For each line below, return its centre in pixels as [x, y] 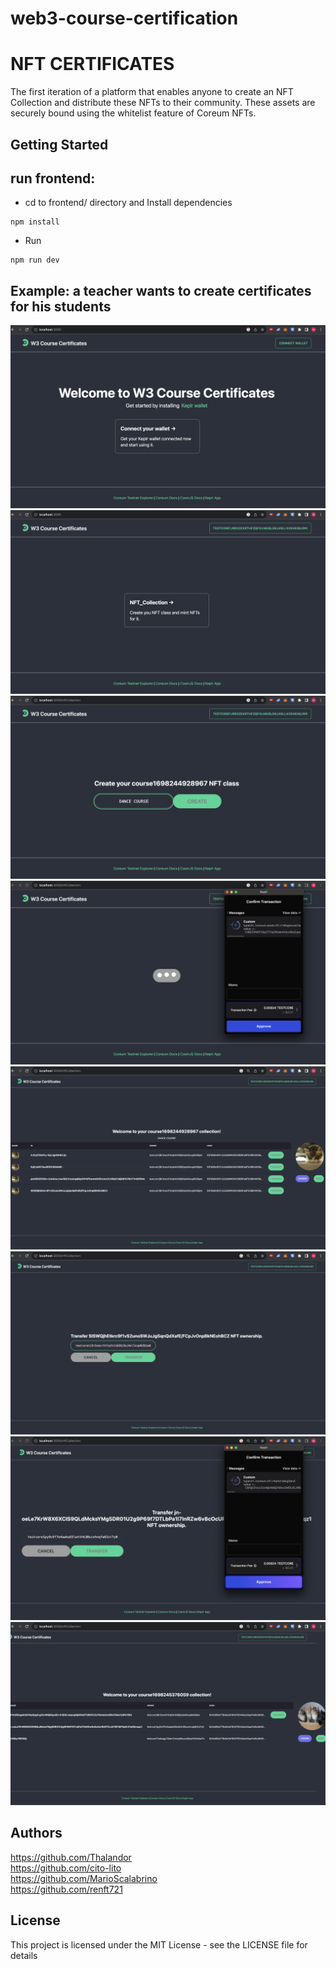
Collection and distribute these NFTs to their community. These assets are [163, 103]
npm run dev [35, 260]
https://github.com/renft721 [66, 1889]
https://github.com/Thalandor [71, 1857]
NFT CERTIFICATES [92, 64]
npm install [35, 222]
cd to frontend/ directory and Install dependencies [128, 203]
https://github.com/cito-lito [66, 1868]
